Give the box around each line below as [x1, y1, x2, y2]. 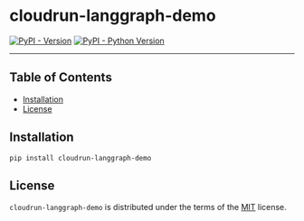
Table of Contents [9, 69, 113, 86]
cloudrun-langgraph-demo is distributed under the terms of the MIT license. [9, 202, 287, 213]
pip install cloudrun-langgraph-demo [9, 153, 152, 162]
